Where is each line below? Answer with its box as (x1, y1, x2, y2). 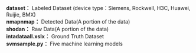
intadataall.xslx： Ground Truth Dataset (6, 33, 104, 39)
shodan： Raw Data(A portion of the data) (6, 25, 109, 32)
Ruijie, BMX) (6, 11, 37, 18)
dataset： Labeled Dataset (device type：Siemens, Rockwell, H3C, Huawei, (6, 5, 191, 11)
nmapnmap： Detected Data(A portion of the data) (6, 18, 130, 25)
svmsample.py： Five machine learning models (6, 40, 123, 47)
